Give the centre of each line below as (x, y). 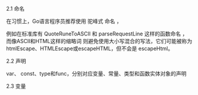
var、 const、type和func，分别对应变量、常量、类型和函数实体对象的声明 (96, 73)
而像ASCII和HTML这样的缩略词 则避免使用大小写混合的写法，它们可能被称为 (99, 41)
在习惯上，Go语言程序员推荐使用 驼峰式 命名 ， (64, 21)
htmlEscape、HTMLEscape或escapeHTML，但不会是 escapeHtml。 (90, 48)
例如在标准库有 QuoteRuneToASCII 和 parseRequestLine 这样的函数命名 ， (97, 34)
